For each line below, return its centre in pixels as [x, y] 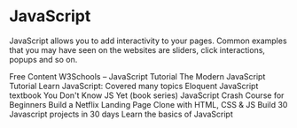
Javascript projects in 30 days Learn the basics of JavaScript [121, 114]
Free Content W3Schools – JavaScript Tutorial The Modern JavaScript [137, 76]
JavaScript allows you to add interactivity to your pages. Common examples [148, 41]
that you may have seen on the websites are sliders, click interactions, [137, 49]
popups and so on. [43, 59]
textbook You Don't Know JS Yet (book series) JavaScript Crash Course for [147, 95]
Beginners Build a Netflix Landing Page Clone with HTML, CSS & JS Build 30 [148, 104]
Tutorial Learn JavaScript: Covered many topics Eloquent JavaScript [134, 86]
